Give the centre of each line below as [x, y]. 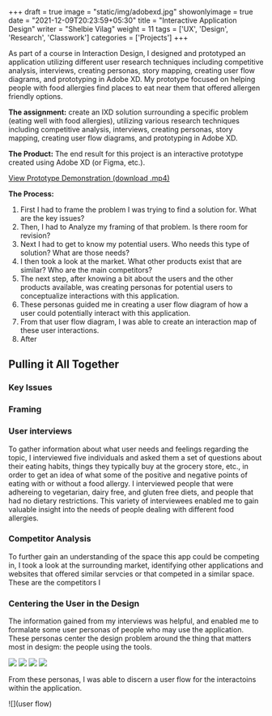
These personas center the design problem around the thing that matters [130, 638]
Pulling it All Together [64, 364]
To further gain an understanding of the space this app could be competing [134, 556]
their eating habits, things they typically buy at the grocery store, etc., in [128, 466]
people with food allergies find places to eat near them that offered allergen [134, 88]
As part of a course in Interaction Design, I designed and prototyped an [127, 53]
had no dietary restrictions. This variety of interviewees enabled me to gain [134, 500]
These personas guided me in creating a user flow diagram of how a [134, 304]
